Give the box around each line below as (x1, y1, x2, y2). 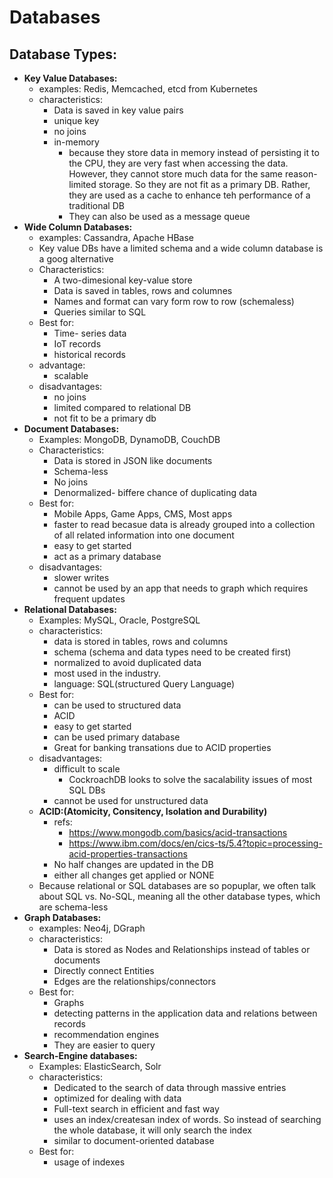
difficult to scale (53, 763, 121, 775)
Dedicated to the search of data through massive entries (53, 1082, 287, 1093)
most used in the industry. (53, 667, 162, 679)
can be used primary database (53, 731, 181, 743)
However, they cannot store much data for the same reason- (68, 168, 318, 180)
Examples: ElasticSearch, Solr (38, 1061, 162, 1072)
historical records (53, 349, 127, 360)
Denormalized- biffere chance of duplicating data (53, 487, 257, 498)
